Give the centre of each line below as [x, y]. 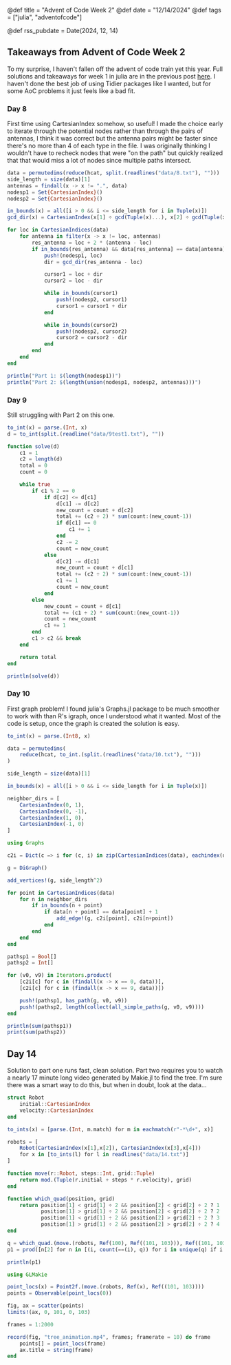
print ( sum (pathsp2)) [37, 1032]
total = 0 [34, 466]
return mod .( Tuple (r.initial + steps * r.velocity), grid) [106, 1180]
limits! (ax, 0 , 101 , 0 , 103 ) [49, 1313]
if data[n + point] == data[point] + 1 [101, 912]
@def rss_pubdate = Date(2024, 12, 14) [63, 31]
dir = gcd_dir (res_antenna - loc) [93, 262]
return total [38, 657]
